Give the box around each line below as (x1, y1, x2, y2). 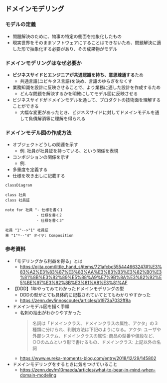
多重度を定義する (12, 166, 48, 172)
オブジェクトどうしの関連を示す (12, 141, 78, 147)
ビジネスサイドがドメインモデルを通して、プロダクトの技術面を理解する (12, 96, 161, 102)
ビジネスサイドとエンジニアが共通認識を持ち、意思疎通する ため (12, 71, 144, 77)
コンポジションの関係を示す (12, 154, 70, 160)
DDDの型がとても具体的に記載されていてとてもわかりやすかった (19, 291, 151, 297)
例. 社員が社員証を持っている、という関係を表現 (19, 148, 119, 154)
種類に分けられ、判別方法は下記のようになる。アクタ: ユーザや (32, 326, 161, 332)
